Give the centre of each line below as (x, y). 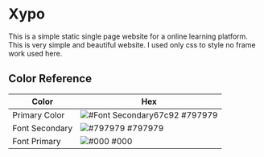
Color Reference (50, 78)
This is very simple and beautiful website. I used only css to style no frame (132, 44)
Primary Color (39, 115)
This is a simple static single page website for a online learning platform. (128, 36)
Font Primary (37, 141)
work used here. (35, 53)
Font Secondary (43, 128)
